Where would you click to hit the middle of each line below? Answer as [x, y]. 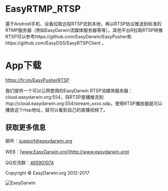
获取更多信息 [26, 128]
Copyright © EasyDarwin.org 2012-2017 [47, 173]
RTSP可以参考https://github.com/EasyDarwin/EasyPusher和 [68, 36]
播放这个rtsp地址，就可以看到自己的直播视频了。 [57, 110]
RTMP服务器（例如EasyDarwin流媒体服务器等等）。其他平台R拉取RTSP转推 [84, 30]
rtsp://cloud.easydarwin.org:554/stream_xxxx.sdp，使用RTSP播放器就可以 [84, 103]
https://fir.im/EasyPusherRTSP [37, 80]
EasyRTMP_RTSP [43, 9]
